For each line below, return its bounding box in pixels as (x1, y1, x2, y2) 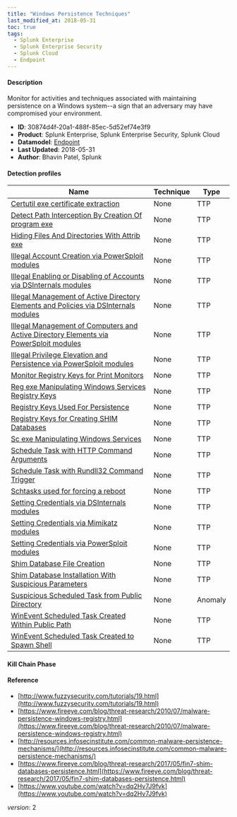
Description (7, 79, 43, 87)
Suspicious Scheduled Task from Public (11, 591, 142, 601)
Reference (7, 676, 39, 685)
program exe (11, 219, 53, 229)
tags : (7, 30, 23, 37)
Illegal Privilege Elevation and (11, 350, 108, 360)
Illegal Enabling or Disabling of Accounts (11, 272, 145, 282)
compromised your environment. (7, 109, 102, 117)
